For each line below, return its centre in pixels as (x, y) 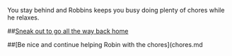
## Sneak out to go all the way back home (68, 31)
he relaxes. (23, 17)
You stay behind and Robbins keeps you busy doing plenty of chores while (116, 10)
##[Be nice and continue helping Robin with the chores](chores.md (105, 44)
